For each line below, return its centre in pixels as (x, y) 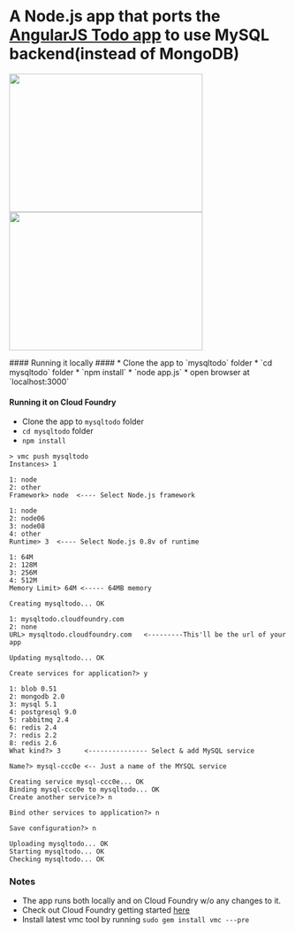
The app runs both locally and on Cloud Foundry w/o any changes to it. (151, 901)
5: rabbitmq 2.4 (39, 720)
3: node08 (27, 527)
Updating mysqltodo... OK (57, 658)
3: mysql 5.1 (33, 705)
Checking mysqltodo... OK (57, 860)
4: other (25, 534)
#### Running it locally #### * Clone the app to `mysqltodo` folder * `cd (140, 362)
